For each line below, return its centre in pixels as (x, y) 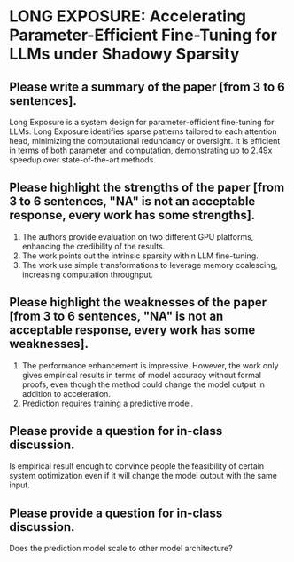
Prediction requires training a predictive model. (108, 403)
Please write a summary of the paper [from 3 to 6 (147, 87)
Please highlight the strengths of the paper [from (147, 188)
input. (20, 485)
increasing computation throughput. (87, 274)
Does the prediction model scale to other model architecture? (121, 549)
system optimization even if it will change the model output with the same (143, 476)
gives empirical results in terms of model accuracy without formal (141, 375)
